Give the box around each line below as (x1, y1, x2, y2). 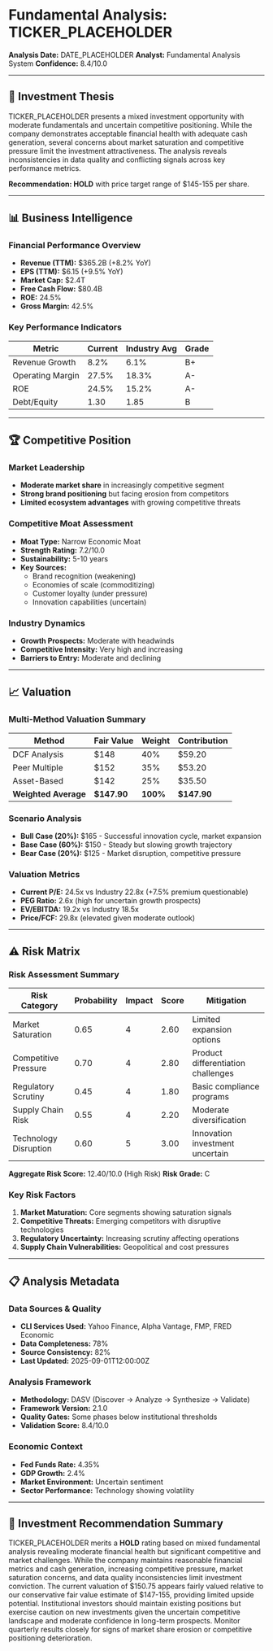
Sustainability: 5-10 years (19, 553, 108, 563)
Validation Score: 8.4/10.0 (19, 1421, 110, 1430)
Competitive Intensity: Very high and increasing (19, 644, 184, 654)
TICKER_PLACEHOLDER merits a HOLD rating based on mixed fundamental (8, 1538, 261, 1548)
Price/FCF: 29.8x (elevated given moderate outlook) (19, 913, 196, 923)
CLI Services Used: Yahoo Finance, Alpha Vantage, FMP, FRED (19, 1321, 232, 1331)
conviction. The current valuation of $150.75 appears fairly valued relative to (8, 1581, 264, 1592)
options (192, 1033, 221, 1045)
